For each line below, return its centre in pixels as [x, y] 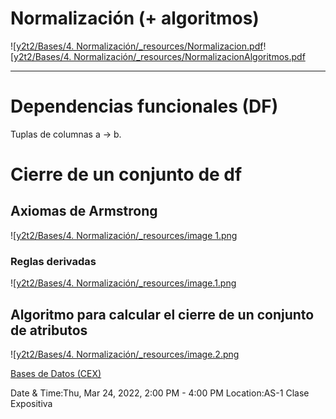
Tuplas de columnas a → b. [66, 134]
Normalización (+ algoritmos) [135, 18]
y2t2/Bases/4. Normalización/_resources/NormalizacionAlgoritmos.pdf [159, 56]
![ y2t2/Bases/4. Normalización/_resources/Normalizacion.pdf [137, 46]
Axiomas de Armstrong [84, 211]
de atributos [49, 330]
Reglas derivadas [53, 261]
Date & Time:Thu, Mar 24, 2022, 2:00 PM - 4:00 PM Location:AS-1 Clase [160, 393]
